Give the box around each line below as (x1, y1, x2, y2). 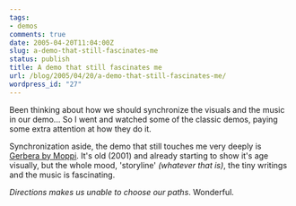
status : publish (9, 55, 70, 64)
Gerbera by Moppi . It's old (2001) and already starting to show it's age (9, 150, 269, 161)
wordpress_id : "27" (9, 80, 83, 89)
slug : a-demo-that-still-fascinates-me (9, 47, 159, 56)
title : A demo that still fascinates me (9, 64, 163, 73)
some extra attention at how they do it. (9, 123, 152, 134)
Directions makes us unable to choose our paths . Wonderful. (9, 186, 235, 197)
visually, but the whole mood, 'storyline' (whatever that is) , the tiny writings (9, 159, 288, 170)
